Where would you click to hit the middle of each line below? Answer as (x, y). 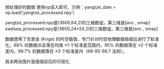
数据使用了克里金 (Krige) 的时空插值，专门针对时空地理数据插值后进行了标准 (82, 39)
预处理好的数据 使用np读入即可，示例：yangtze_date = (61, 7)
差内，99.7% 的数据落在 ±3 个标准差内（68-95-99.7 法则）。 (66, 51)
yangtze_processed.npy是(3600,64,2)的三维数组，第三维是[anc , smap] (78, 23)
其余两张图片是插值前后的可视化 (37, 61)
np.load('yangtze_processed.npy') (40, 13)
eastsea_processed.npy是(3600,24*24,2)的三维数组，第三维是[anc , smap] (82, 29)
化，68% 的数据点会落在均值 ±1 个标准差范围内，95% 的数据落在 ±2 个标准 (82, 45)
